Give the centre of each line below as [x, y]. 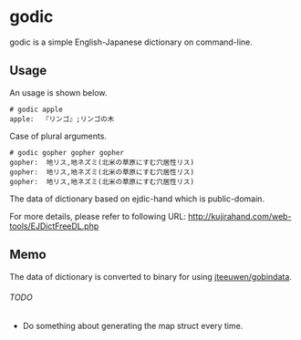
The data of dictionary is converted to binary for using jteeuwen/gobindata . [150, 276]
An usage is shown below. [58, 92]
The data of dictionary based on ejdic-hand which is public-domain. [137, 199]
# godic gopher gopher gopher [67, 152]
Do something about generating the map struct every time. [133, 325]
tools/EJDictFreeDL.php [54, 226]
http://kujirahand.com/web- [240, 216]
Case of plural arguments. [58, 136]
